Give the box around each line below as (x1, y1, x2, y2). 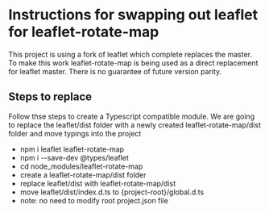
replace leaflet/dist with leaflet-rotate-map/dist (19, 178, 176, 188)
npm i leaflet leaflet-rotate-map (19, 144, 125, 154)
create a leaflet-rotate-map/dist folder (19, 169, 147, 179)
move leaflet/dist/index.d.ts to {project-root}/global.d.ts (19, 187, 205, 197)
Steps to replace (8, 90, 93, 104)
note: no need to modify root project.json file (19, 195, 169, 205)
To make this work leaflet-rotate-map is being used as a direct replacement (8, 58, 259, 68)
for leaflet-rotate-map (8, 23, 159, 41)
